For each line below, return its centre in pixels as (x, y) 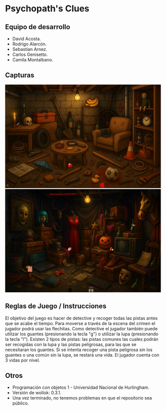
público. (21, 403)
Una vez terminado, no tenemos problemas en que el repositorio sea (82, 398)
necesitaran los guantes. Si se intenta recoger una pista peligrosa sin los (79, 350)
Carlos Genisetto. (30, 54)
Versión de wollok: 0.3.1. (37, 393)
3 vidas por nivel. (23, 360)
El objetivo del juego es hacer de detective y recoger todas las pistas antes (82, 318)
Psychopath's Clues (47, 9)
